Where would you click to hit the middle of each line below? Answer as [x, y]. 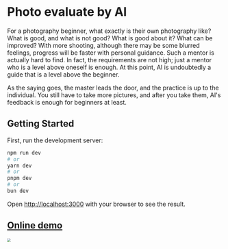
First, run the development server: [55, 140]
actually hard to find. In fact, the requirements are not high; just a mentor [110, 60]
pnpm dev [20, 179]
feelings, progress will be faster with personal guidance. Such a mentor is [111, 53]
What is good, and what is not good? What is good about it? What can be [110, 38]
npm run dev [24, 153]
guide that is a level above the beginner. [63, 74]
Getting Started [41, 124]
